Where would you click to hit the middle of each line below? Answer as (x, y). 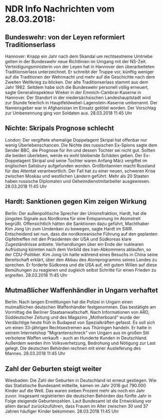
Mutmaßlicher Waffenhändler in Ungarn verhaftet (81, 290)
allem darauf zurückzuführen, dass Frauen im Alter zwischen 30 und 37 (77, 406)
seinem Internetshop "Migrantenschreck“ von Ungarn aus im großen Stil (77, 333)
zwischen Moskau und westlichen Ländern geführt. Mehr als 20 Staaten (77, 176)
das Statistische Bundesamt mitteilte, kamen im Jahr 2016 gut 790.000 (76, 386)
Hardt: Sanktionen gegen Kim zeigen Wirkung (76, 201)
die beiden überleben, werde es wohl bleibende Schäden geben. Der (74, 155)
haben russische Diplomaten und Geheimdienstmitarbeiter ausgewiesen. (78, 181)
